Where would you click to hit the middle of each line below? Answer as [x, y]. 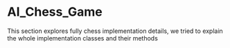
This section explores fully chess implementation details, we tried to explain [115, 31]
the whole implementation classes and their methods [82, 38]
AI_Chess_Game [55, 12]
